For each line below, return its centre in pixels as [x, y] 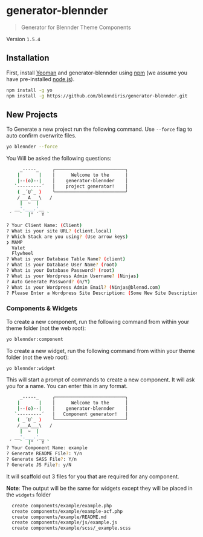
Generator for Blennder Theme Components [76, 27]
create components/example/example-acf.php [67, 511]
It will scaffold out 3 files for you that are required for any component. [93, 476]
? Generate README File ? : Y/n [44, 454]
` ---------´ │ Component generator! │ [71, 414]
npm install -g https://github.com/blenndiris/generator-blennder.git [97, 96]
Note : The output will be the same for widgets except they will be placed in [100, 488]
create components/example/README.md [59, 517]
